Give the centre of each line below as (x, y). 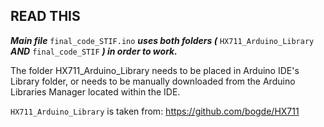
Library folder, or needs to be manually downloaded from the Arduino (153, 81)
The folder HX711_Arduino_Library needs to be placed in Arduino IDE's (155, 70)
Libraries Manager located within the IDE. (95, 91)
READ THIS (45, 16)
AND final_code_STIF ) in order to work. (94, 51)
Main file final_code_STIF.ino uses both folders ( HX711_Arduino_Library (162, 40)
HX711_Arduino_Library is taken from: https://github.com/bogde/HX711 (155, 111)
